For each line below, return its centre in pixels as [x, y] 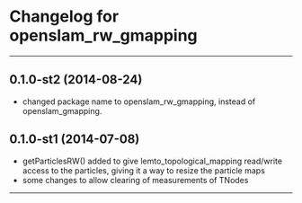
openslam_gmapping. [62, 110]
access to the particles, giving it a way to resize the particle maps [143, 170]
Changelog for [64, 17]
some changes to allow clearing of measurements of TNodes [135, 180]
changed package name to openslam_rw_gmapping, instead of [139, 101]
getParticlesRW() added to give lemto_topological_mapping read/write [152, 161]
